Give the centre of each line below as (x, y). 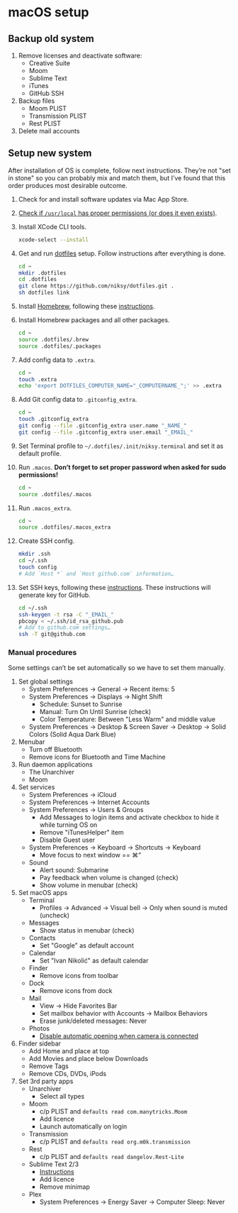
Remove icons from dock (76, 991)
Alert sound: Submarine (74, 870)
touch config (38, 567)
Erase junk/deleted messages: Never (93, 1021)
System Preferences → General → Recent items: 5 (102, 689)
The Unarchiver (52, 772)
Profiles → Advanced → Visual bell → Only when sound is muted (133, 908)
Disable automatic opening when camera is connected (119, 1036)
